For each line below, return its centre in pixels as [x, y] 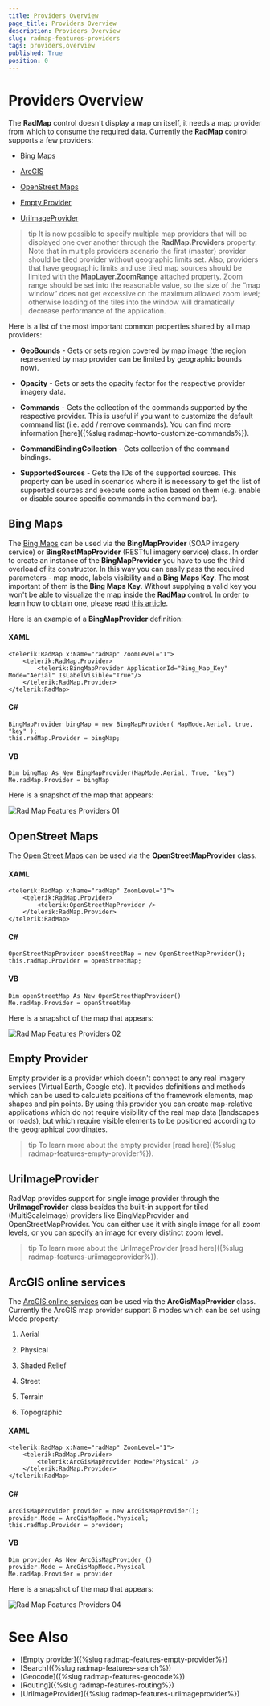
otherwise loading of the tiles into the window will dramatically [131, 302]
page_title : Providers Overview [62, 23]
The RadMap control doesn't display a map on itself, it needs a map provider [135, 122]
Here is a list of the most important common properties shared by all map [129, 326]
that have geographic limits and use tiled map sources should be [135, 267]
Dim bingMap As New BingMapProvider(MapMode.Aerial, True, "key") [122, 773]
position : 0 [28, 61]
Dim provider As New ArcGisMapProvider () [80, 1559]
